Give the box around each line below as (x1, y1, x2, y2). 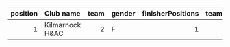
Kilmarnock (44, 20, 81, 29)
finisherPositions (142, 9, 199, 18)
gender (111, 9, 136, 18)
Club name (44, 9, 81, 18)
